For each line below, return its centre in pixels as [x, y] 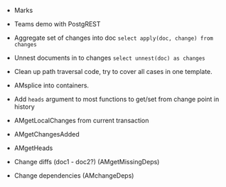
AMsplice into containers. [52, 85]
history [25, 107]
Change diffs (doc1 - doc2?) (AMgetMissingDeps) [87, 162]
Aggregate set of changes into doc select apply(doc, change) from [113, 38]
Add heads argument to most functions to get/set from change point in [117, 99]
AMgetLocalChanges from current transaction [81, 121]
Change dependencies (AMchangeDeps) [74, 176]
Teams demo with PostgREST [57, 24]
